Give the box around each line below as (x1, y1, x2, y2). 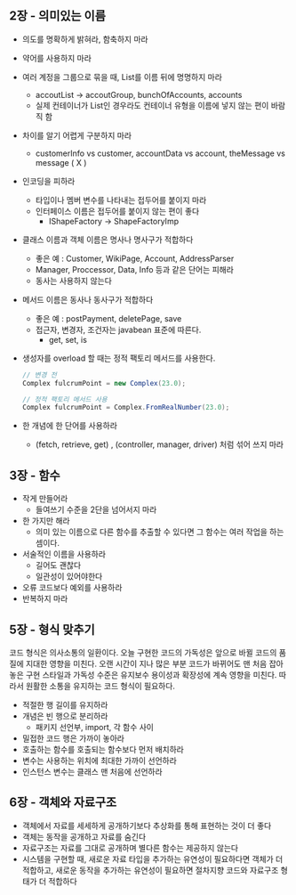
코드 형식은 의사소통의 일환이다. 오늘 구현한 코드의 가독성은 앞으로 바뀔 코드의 (9, 647, 277, 657)
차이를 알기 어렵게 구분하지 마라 (21, 130, 132, 141)
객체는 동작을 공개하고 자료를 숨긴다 (21, 831, 147, 842)
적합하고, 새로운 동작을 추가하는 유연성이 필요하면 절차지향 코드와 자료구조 (21, 865, 279, 875)
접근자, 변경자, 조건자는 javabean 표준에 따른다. (35, 324, 202, 335)
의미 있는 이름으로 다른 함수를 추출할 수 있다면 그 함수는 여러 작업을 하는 (35, 526, 284, 537)
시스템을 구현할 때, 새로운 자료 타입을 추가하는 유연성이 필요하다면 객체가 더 (21, 853, 284, 864)
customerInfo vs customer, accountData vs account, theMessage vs (35, 148, 286, 159)
